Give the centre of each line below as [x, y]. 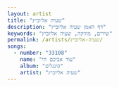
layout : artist [30, 14]
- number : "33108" [41, 53]
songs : [17, 46]
